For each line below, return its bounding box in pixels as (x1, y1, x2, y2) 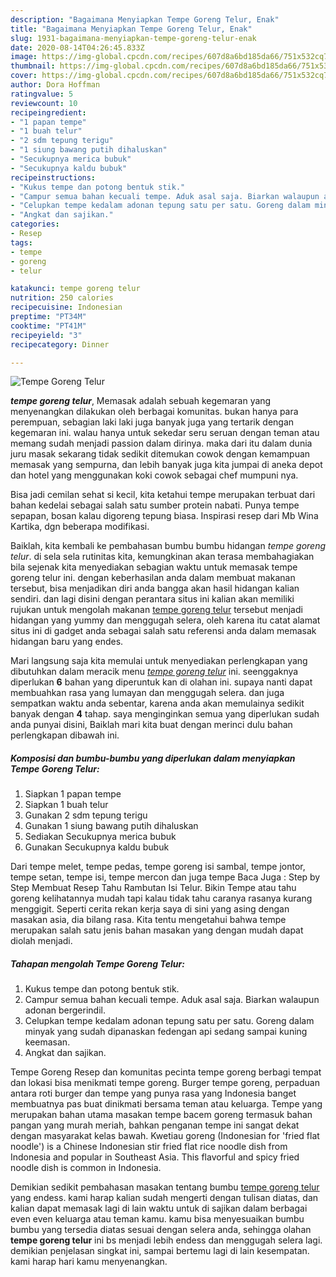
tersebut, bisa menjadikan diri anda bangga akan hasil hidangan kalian (10, 582, 300, 595)
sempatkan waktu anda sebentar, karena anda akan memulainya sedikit (10, 697, 305, 710)
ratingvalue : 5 (10, 89, 74, 99)
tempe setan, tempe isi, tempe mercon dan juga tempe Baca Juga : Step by (10, 871, 321, 883)
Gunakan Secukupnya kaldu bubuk (24, 841, 170, 853)
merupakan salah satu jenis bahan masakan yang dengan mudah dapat (10, 924, 304, 936)
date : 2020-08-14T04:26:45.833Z (10, 42, 145, 53)
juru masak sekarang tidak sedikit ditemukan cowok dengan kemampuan (10, 448, 311, 460)
